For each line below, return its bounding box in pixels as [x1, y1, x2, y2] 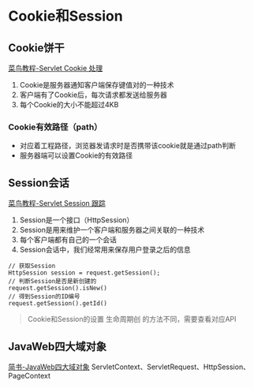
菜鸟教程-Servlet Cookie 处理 [8, 64, 103, 73]
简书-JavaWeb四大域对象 [8, 362, 90, 371]
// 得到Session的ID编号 [8, 293, 80, 300]
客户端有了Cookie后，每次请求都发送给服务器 [19, 90, 168, 99]
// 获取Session [8, 262, 56, 270]
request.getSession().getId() [8, 300, 108, 308]
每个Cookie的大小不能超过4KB [19, 100, 119, 109]
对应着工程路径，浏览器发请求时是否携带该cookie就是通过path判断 [19, 141, 237, 151]
